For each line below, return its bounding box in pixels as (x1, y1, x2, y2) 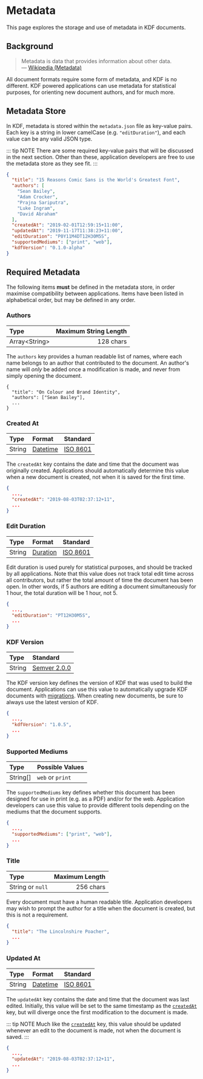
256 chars (76, 882, 106, 891)
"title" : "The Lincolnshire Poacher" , (12, 929, 110, 935)
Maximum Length (53, 872, 106, 881)
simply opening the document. (6, 372, 82, 379)
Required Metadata (6, 267, 81, 278)
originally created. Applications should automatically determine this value (6, 467, 189, 474)
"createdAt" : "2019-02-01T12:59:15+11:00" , (12, 222, 123, 228)
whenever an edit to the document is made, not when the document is (6, 1026, 181, 1034)
